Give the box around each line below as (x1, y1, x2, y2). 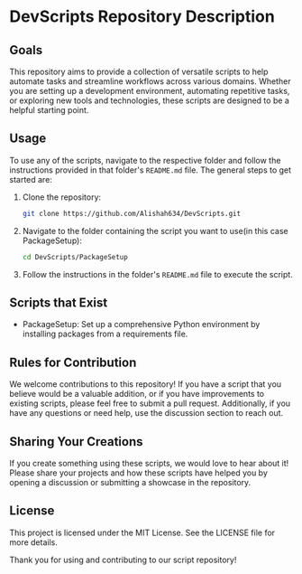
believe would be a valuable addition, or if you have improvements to (9, 389, 264, 400)
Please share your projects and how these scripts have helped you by (9, 467, 269, 478)
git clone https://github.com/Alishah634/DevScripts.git (22, 209, 242, 218)
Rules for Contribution (9, 354, 137, 370)
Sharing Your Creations (9, 434, 143, 449)
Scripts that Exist (9, 295, 108, 310)
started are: (9, 174, 52, 184)
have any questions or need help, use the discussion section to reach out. (9, 408, 284, 419)
